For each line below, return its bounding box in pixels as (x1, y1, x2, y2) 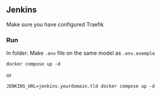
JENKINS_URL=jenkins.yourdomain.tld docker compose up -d (6, 84, 155, 90)
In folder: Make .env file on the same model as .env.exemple (6, 49, 156, 57)
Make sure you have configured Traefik (6, 20, 104, 28)
